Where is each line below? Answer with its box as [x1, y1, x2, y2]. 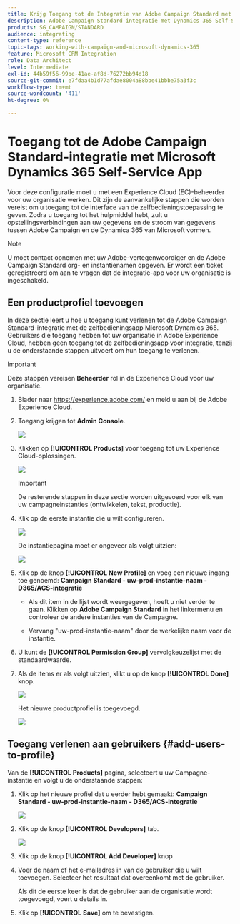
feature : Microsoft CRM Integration [7, 51, 116, 58]
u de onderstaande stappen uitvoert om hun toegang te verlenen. [7, 346, 200, 354]
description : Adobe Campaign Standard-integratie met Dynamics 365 [7, 17, 213, 24]
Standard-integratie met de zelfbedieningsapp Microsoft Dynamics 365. [7, 323, 219, 332]
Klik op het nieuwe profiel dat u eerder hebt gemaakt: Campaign [17, 790, 208, 798]
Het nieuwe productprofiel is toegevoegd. [17, 704, 141, 713]
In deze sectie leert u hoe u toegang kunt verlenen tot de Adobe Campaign [7, 316, 227, 324]
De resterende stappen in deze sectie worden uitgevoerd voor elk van [17, 492, 224, 501]
